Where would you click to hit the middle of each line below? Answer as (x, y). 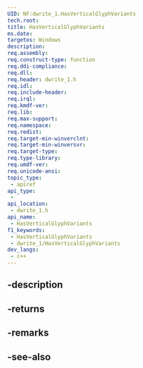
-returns (26, 308)
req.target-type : (33, 152)
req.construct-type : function (52, 60)
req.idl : (20, 86)
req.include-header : (38, 92)
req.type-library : (34, 158)
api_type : (22, 191)
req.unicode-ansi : (34, 171)
